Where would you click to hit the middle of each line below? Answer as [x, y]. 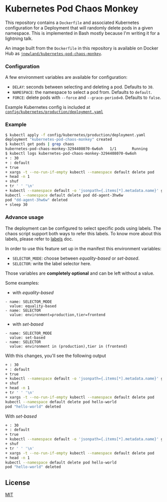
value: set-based [28, 338]
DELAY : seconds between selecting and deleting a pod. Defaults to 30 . [83, 87]
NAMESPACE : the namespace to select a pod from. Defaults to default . [82, 92]
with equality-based [33, 292]
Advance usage [24, 217]
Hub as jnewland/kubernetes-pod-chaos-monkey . [54, 53]
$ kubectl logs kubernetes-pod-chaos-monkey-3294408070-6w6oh [71, 154]
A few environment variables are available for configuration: [66, 77]
